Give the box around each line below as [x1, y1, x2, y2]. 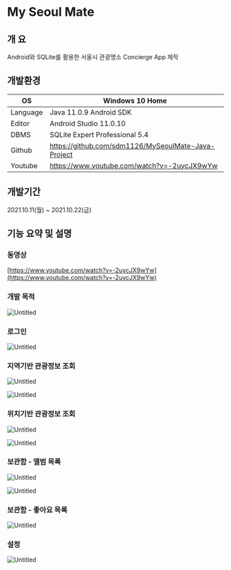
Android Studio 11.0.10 [49, 119, 126, 128]
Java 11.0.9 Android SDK [49, 108, 132, 117]
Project [49, 150, 74, 159]
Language [10, 108, 43, 117]
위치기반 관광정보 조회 [7, 409, 76, 419]
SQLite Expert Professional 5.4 [49, 130, 149, 139]
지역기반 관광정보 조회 [7, 361, 76, 371]
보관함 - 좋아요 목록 [7, 505, 67, 514]
